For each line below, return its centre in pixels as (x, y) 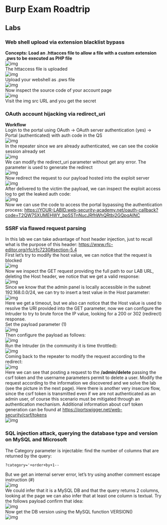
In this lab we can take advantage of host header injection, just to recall (79, 239)
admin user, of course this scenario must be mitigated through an (73, 399)
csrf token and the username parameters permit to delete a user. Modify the (84, 378)
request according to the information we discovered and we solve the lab (81, 383)
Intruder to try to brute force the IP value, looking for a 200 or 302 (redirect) (83, 314)
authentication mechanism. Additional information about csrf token (74, 404)
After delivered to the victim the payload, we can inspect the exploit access (83, 189)
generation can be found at (33, 410)
